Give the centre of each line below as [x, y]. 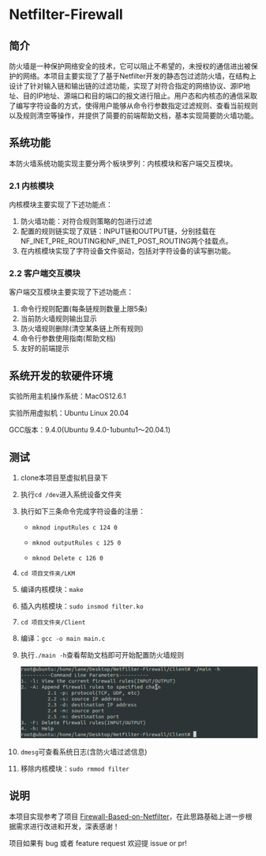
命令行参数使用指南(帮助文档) [68, 338]
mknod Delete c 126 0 [67, 559]
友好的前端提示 [45, 349]
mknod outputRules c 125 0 [77, 543]
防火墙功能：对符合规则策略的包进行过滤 [86, 221]
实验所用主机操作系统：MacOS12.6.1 [67, 396]
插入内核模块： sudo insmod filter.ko [82, 606]
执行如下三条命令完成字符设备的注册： [82, 511]
